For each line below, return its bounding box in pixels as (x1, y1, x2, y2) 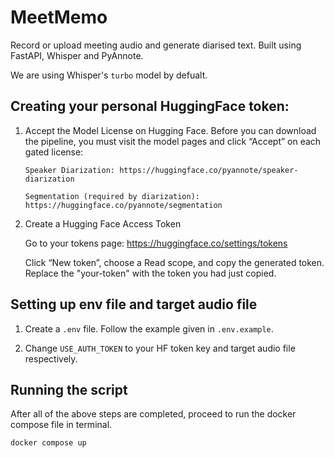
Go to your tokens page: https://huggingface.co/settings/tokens (24, 237, 288, 249)
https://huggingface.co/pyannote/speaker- (119, 165, 299, 175)
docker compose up (10, 438, 87, 448)
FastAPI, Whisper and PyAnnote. (10, 49, 144, 61)
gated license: (24, 146, 84, 158)
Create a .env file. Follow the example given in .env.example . (24, 322, 274, 335)
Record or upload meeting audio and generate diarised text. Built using (10, 39, 302, 51)
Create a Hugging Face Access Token (24, 217, 182, 230)
